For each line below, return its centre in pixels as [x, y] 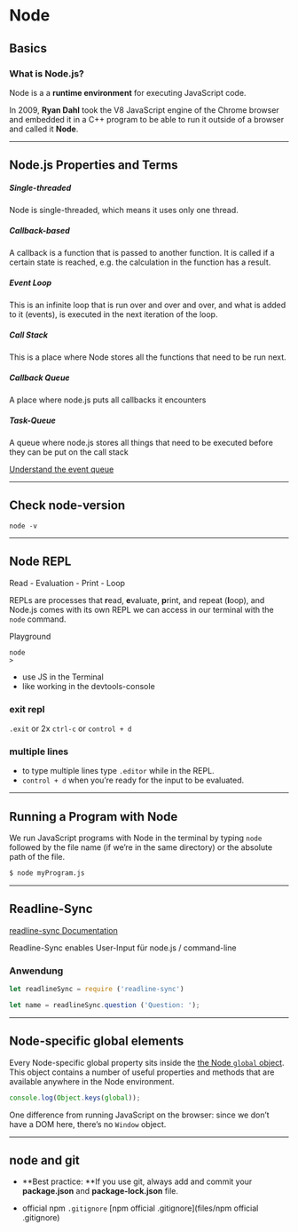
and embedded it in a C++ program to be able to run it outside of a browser [147, 119]
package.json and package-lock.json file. [100, 1191]
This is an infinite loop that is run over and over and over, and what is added [148, 305]
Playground [30, 636]
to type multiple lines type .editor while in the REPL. [118, 771]
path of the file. [37, 857]
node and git [44, 1160]
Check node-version [67, 506]
